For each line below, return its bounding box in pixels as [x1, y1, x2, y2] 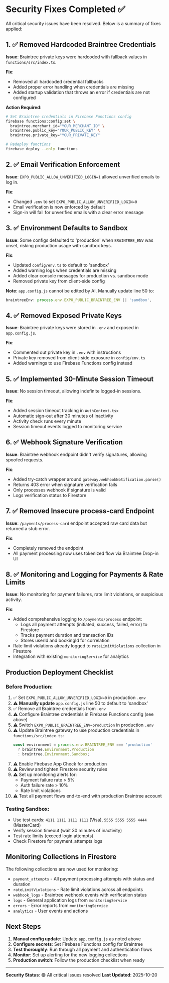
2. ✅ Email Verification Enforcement [6, 160, 120, 169]
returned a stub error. [6, 525, 50, 531]
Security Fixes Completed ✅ [6, 4, 126, 15]
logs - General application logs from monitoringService [13, 897, 127, 903]
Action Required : [6, 104, 42, 110]
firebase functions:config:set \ [6, 119, 76, 124]
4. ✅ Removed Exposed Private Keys [6, 311, 122, 320]
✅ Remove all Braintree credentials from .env [13, 706, 106, 712]
